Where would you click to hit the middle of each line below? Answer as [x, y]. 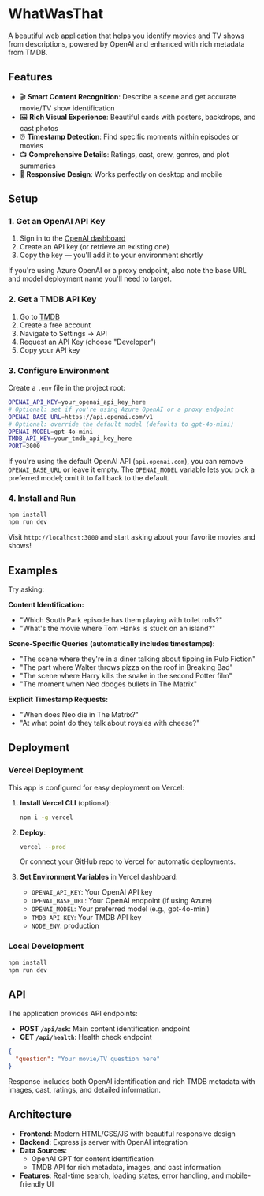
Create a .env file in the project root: [67, 388]
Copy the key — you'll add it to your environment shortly [111, 255]
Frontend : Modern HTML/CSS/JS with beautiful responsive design [128, 1134]
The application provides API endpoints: [73, 1014]
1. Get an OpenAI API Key [57, 222]
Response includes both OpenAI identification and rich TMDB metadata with [132, 1081]
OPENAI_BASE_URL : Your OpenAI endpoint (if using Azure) [122, 901]
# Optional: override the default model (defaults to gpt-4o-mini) [121, 424]
